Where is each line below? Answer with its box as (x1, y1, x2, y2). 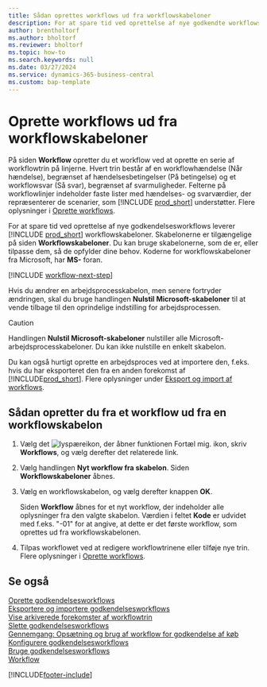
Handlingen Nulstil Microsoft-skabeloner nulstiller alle (8, 334, 188, 343)
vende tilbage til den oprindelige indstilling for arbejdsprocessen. (8, 303, 221, 312)
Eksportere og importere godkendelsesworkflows (8, 604, 171, 614)
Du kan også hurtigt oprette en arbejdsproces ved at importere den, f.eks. (8, 357, 250, 367)
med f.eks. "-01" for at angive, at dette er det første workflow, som (19, 519, 238, 529)
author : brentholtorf (8, 26, 80, 34)
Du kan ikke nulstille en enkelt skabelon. (95, 342, 226, 352)
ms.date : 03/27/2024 (8, 64, 77, 71)
